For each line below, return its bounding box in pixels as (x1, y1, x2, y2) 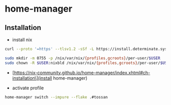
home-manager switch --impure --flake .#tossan (5, 94, 108, 99)
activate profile (12, 85, 44, 91)
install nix (12, 37, 33, 43)
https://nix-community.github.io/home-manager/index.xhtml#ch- (14, 69, 151, 76)
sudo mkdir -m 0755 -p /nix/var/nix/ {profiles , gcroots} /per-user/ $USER (5, 55, 160, 61)
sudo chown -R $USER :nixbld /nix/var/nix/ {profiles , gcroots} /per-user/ (5, 60, 160, 65)
